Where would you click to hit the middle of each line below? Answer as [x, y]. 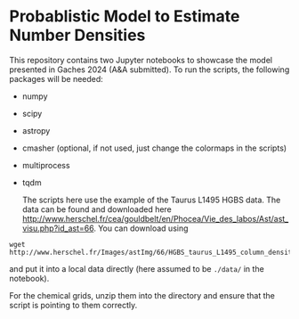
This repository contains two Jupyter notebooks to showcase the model [141, 60]
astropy [36, 130]
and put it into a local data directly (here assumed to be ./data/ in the [137, 268]
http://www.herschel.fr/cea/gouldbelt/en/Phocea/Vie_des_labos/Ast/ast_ [155, 218]
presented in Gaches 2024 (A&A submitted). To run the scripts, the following [149, 70]
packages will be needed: [57, 78]
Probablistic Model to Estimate [125, 16]
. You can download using [141, 228]
